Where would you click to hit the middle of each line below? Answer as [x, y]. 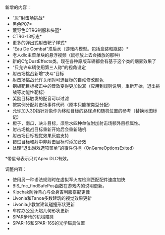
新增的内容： [18, 7]
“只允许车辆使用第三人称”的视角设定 [49, 67]
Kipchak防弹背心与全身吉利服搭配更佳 [51, 192]
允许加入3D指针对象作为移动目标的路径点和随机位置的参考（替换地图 [82, 111]
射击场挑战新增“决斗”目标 [38, 74]
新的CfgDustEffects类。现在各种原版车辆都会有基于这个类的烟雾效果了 [84, 61]
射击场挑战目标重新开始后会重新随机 [49, 129]
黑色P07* [22, 24]
